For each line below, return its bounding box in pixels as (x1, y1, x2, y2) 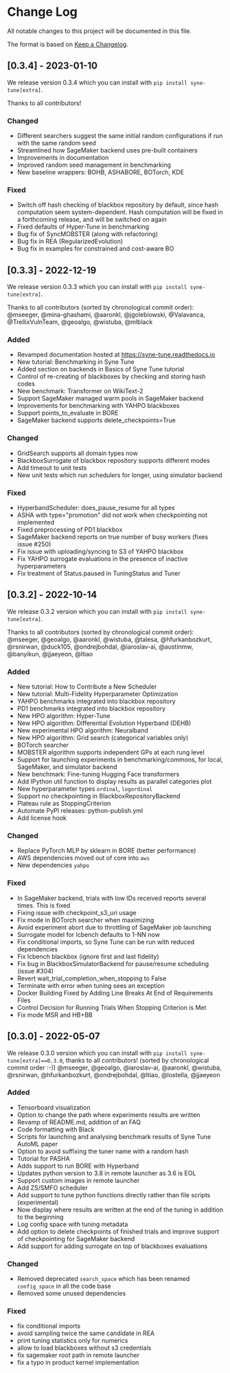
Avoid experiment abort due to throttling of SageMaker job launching (16, 923, 211, 931)
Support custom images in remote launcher (16, 1176, 140, 1184)
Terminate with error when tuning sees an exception (16, 981, 165, 989)
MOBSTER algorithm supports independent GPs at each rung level (16, 748, 205, 757)
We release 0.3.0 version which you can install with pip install (7, 1048, 187, 1057)
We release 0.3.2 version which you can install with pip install (7, 607, 187, 615)
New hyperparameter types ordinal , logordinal (16, 785, 153, 793)
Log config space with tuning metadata (16, 1220, 128, 1228)
